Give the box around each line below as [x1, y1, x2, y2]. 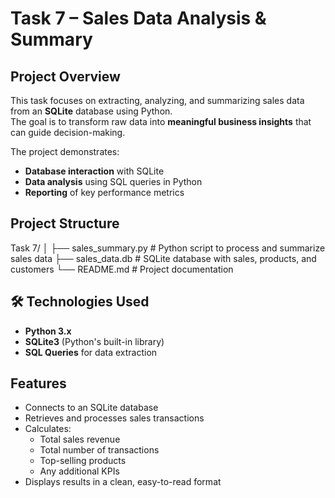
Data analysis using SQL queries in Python [24, 176, 203, 187]
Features [10, 375, 67, 392]
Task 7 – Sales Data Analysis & [10, 7, 267, 30]
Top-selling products [39, 455, 127, 467]
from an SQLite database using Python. [10, 105, 173, 117]
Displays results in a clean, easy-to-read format [24, 476, 222, 488]
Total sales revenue [39, 433, 121, 446]
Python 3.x [24, 325, 72, 337]
